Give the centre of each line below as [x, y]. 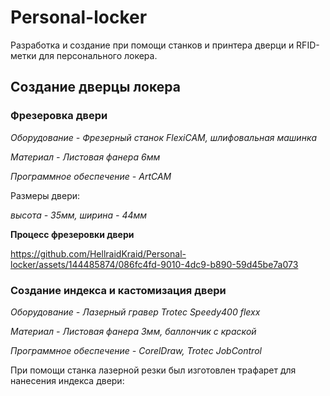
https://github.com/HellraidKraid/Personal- [98, 253]
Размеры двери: [45, 195]
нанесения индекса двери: [67, 380]
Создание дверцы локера [95, 87]
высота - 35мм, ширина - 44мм [79, 215]
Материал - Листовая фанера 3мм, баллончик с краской [133, 331]
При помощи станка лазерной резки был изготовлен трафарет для [153, 370]
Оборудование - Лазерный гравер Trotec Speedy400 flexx [135, 312]
